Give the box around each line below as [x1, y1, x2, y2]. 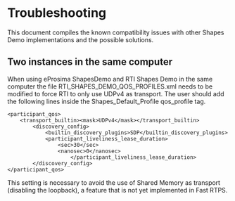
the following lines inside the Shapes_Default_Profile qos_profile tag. [7, 97, 206, 105]
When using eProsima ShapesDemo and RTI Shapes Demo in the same [7, 74, 213, 83]
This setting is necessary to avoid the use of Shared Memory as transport [7, 178, 220, 187]
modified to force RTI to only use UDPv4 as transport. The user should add [7, 89, 224, 98]
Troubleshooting [7, 5, 107, 21]
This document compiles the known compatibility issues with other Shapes [7, 28, 224, 37]
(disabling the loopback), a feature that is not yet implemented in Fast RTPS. [7, 186, 228, 194]
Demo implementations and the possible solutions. [7, 35, 154, 44]
